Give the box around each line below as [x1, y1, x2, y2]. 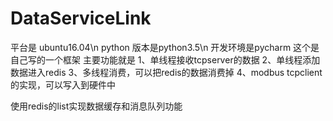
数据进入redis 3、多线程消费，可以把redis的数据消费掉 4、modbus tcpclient [10, 66, 323, 78]
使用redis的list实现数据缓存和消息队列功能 [10, 100, 183, 112]
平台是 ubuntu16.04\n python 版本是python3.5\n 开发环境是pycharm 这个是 [10, 41, 320, 53]
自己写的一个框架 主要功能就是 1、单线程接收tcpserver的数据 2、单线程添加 [10, 53, 321, 66]
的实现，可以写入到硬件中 [10, 78, 116, 91]
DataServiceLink [10, 7, 152, 30]
